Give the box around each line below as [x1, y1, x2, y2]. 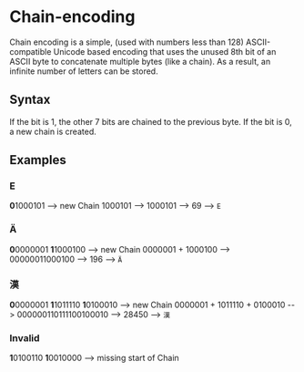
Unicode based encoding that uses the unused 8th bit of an [53, 46, 277, 57]
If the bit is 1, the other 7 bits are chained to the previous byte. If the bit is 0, [9, 116, 293, 127]
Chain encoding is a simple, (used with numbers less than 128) [9, 36, 244, 47]
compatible [9, 46, 52, 57]
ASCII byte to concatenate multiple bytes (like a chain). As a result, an [9, 56, 271, 67]
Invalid [9, 331, 40, 344]
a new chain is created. [9, 126, 97, 137]
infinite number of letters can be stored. [9, 66, 158, 77]
